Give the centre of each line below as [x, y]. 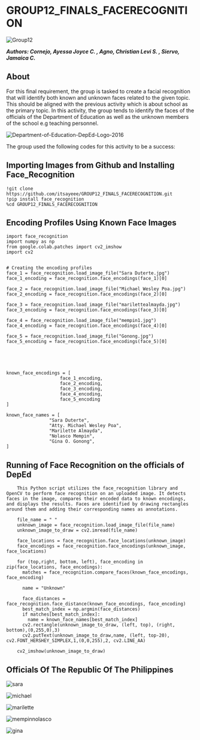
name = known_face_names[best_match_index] [83, 620]
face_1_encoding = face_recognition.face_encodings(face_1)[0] [87, 279]
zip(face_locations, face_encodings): [54, 567]
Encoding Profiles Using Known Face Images [91, 223]
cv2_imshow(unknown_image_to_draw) [61, 651]
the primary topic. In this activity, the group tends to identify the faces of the [100, 110]
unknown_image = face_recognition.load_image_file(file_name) [96, 525]
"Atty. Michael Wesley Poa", [85, 426]
